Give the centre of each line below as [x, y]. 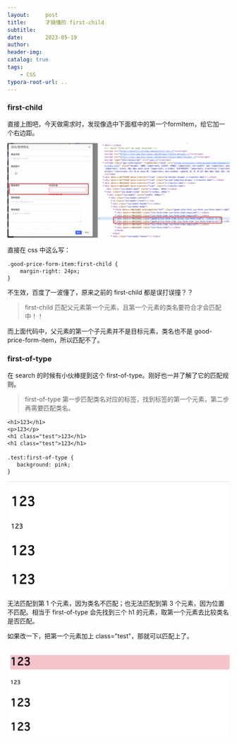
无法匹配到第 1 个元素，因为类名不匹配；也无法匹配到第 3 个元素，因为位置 [116, 604]
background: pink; [44, 464]
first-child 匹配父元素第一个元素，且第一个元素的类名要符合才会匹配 [123, 307]
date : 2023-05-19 [42, 37]
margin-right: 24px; [50, 271]
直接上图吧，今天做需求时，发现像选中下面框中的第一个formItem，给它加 [113, 124]
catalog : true [28, 60]
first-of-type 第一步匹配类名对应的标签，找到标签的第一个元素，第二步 [127, 399]
